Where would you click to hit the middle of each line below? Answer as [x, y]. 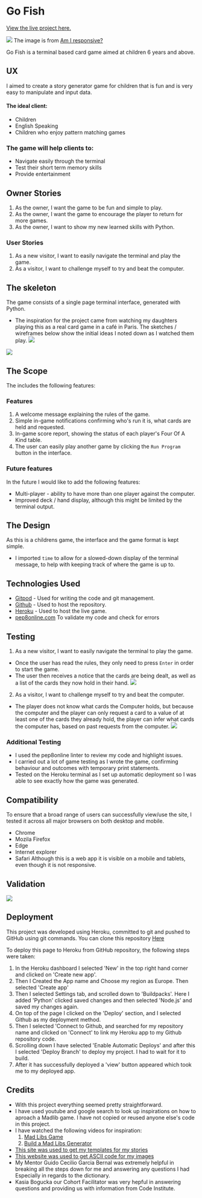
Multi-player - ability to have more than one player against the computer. [105, 493]
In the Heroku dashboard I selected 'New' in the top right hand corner [101, 968]
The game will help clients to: [50, 148]
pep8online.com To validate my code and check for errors [87, 617]
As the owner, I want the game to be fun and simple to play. [89, 208]
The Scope [27, 371]
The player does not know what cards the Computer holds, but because [104, 706]
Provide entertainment [43, 174]
